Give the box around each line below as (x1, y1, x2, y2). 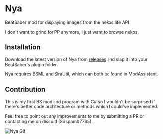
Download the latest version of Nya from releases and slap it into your (5, 56, 148, 62)
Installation (5, 43, 41, 52)
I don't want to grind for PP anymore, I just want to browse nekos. (5, 29, 139, 35)
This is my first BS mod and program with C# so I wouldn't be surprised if (5, 98, 155, 104)
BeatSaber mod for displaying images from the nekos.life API (5, 19, 130, 25)
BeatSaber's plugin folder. (5, 61, 58, 67)
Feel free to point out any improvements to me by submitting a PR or (5, 113, 145, 119)
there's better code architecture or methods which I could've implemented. (5, 104, 159, 109)
